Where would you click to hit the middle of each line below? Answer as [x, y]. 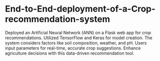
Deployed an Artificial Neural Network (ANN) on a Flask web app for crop [78, 32]
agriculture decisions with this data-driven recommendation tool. [70, 53]
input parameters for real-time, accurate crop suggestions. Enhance [73, 48]
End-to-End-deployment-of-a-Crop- [80, 9]
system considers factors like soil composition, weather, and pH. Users [76, 43]
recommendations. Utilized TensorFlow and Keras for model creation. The [79, 38]
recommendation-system [58, 19]
